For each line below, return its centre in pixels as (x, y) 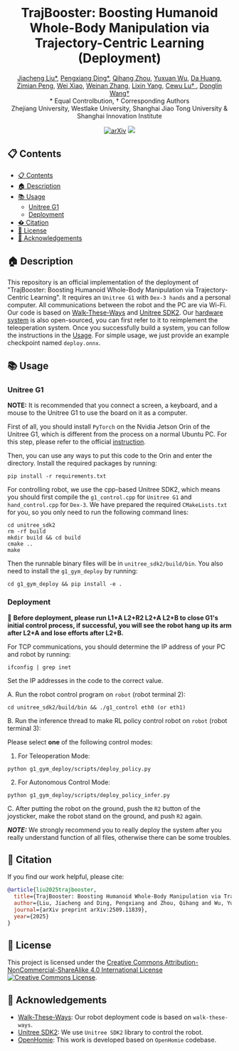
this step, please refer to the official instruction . (76, 442)
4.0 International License (126, 970)
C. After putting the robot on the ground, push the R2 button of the (104, 808)
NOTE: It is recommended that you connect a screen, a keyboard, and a (113, 405)
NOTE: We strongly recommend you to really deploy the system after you (115, 830)
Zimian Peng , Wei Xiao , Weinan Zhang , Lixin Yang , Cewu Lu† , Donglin (119, 86)
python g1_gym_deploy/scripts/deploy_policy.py (79, 769)
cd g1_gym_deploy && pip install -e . (65, 584)
